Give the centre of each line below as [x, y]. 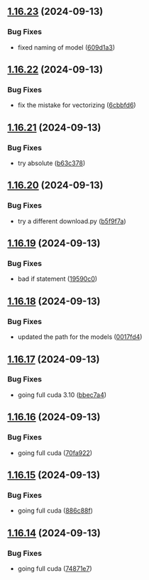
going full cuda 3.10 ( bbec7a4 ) [62, 395]
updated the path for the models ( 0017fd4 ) [80, 337]
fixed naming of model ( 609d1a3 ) [66, 47]
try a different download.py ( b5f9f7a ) [72, 221]
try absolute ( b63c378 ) [51, 163]
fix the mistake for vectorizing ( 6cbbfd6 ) [77, 105]
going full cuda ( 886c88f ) [55, 511]
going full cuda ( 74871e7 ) [55, 568]
